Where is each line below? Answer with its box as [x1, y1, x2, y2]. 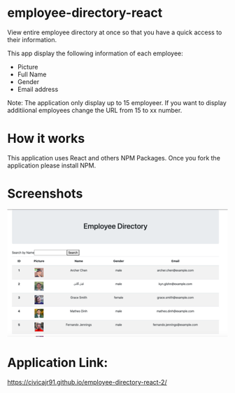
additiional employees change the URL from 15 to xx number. [7, 106, 183, 114]
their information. [7, 35, 57, 43]
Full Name [17, 70, 47, 78]
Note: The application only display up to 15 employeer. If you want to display [7, 98, 227, 106]
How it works [7, 131, 85, 146]
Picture [17, 62, 38, 71]
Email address [17, 85, 59, 93]
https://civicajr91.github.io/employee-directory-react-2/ [7, 378, 167, 387]
